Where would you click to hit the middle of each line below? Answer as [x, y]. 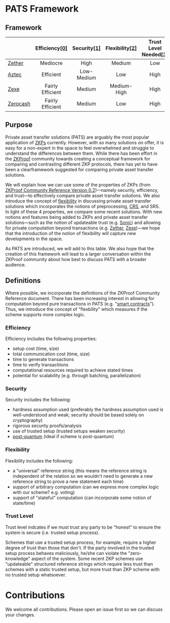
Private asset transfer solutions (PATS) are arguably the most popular [77, 137]
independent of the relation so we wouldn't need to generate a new [83, 476]
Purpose [19, 125]
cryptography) [28, 420]
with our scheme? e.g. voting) [44, 492]
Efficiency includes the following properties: [51, 339]
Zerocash [19, 104]
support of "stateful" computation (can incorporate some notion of [82, 498]
